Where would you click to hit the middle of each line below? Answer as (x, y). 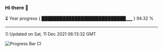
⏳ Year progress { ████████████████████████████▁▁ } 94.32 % (79, 18)
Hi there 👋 (17, 8)
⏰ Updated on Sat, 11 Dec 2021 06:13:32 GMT (50, 34)
